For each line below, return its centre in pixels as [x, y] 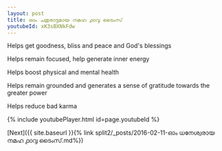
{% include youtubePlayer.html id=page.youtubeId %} [84, 119]
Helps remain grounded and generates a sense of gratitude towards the [109, 86]
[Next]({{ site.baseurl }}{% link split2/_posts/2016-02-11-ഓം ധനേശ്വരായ [111, 133]
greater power [27, 93]
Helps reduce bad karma [42, 106]
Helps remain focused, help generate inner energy [78, 59]
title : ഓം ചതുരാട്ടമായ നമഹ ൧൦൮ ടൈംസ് [65, 20]
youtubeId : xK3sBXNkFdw [41, 26]
